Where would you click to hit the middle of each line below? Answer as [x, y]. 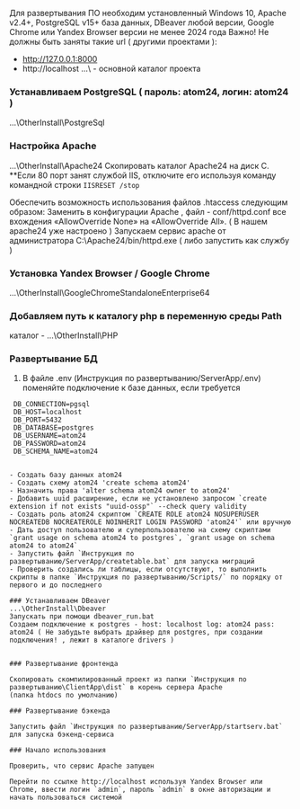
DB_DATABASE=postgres [53, 428]
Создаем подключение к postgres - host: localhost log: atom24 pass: [142, 625]
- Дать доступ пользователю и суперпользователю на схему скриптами [140, 530]
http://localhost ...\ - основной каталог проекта [111, 68]
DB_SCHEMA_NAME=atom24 [56, 452]
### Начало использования [57, 751]
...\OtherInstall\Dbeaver [57, 609]
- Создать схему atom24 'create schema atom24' [100, 483]
